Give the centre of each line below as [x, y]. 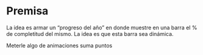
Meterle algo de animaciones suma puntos [59, 45]
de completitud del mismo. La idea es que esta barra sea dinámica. [90, 33]
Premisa [27, 11]
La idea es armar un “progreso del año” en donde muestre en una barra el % [102, 27]
